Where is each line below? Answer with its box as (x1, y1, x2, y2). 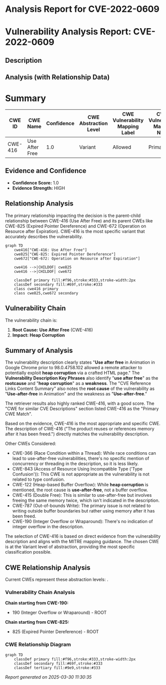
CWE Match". (5, 411, 33, 417)
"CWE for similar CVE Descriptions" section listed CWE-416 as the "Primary (5, 406, 159, 412)
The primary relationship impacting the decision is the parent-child (5, 213, 141, 218)
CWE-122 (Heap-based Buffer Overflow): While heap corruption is (12, 482, 149, 488)
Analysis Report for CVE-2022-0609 (5, 3, 160, 15)
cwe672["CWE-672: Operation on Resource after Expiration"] (14, 256, 140, 261)
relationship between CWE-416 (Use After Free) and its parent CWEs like (5, 217, 153, 223)
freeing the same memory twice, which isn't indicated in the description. (12, 498, 160, 504)
